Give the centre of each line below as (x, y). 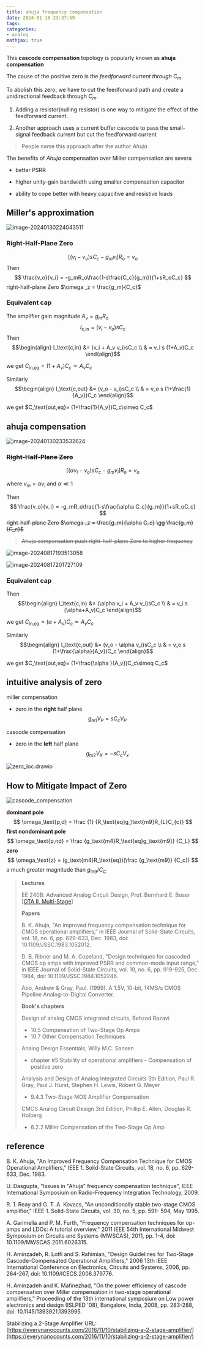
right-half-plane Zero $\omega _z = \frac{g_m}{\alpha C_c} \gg (86, 522)
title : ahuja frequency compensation (54, 12)
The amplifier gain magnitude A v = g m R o (58, 317)
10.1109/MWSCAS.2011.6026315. (47, 1242)
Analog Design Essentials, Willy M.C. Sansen (77, 1048)
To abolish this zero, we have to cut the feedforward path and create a (95, 89)
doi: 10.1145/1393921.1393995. (44, 1311)
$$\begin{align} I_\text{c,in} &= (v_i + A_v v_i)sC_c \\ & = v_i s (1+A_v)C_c (103, 348)
